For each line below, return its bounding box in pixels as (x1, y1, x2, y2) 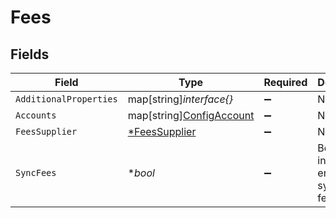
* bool (127, 166, 155, 180)
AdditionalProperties (15, 94, 118, 105)
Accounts (15, 110, 57, 121)
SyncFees (15, 167, 57, 178)
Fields (10, 46, 50, 63)
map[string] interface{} (127, 92, 234, 106)
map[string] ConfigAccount (127, 109, 255, 122)
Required (263, 76, 308, 89)
